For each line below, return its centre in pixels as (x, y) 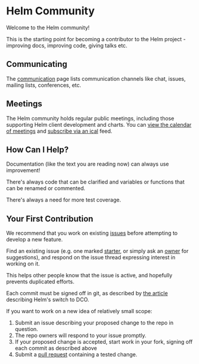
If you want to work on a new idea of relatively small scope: (79, 311)
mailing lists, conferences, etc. (44, 85)
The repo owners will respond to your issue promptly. (80, 335)
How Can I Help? (37, 150)
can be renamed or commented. (46, 188)
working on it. (23, 264)
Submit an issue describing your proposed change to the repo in (94, 323)
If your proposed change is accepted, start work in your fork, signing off (104, 342)
